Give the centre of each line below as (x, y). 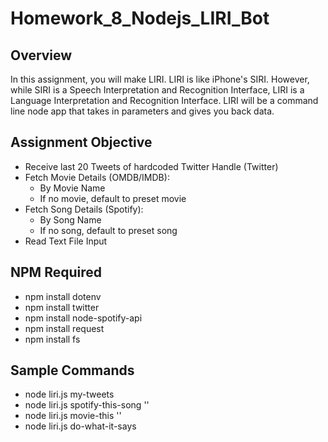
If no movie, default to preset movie (113, 198)
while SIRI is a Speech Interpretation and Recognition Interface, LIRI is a (157, 90)
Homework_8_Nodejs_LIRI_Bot (140, 18)
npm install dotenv (63, 296)
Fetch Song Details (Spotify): (84, 209)
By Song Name (70, 219)
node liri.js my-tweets (69, 394)
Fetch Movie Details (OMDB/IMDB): (97, 177)
